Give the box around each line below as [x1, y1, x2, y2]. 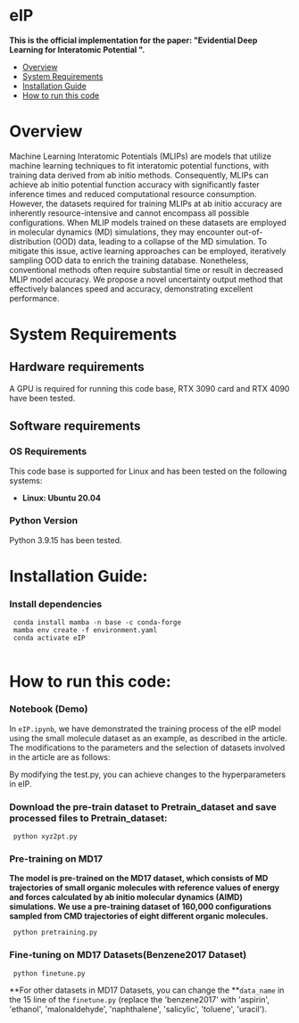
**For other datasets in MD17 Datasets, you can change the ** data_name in [9, 985, 285, 995]
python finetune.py [12, 969, 87, 978]
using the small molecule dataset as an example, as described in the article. [9, 732, 287, 743]
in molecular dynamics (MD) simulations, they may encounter [9, 227, 235, 237]
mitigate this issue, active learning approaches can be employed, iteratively [9, 245, 287, 256]
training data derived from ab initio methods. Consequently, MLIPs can [9, 169, 270, 180]
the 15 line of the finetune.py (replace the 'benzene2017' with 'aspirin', [9, 994, 270, 1004]
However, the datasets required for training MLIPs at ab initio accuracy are [9, 198, 283, 209]
